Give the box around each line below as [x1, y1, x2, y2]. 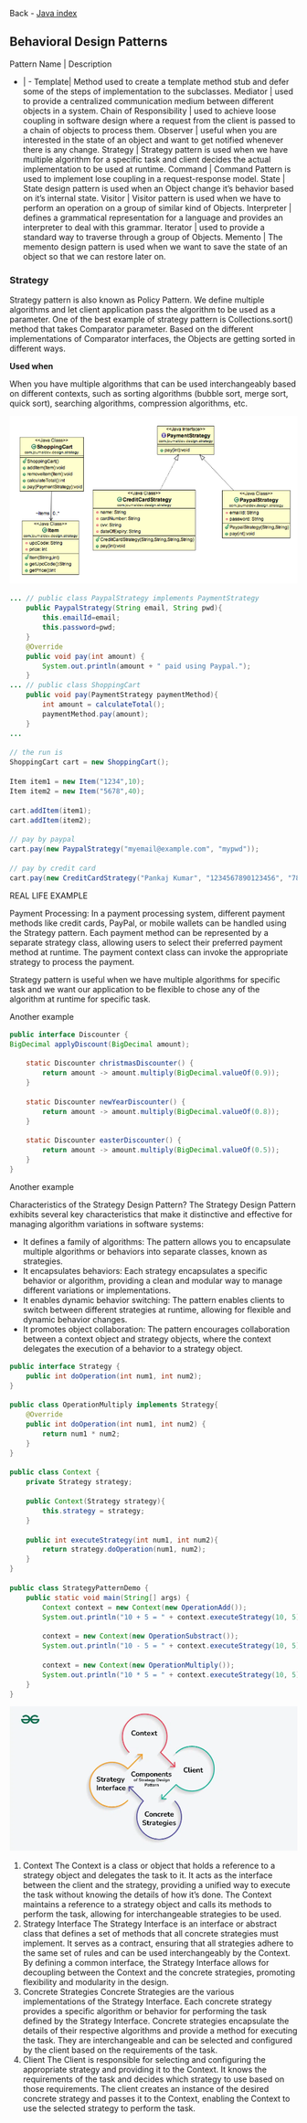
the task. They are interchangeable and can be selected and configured [22, 2034, 293, 2045]
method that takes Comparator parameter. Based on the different [9, 324, 254, 334]
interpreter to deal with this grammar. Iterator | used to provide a [22, 221, 265, 232]
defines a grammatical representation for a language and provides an [22, 212, 283, 223]
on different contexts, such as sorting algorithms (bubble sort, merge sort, [9, 388, 289, 399]
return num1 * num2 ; [42, 1429, 121, 1438]
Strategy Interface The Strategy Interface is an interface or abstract [22, 1918, 277, 1929]
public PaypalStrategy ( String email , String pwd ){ [26, 603, 223, 613]
